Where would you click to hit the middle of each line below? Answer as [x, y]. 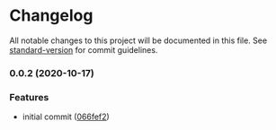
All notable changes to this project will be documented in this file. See [138, 40]
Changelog [51, 16]
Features [29, 97]
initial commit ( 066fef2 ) [66, 117]
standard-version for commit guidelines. [84, 49]
